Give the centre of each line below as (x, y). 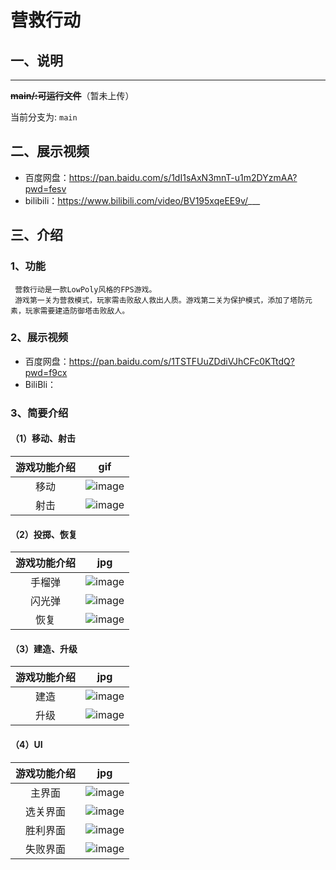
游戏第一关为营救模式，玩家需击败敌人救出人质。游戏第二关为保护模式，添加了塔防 (159, 300)
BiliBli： (40, 384)
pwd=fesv (45, 188)
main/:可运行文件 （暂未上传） (72, 95)
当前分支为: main (44, 117)
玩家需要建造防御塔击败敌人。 (77, 311)
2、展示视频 (39, 338)
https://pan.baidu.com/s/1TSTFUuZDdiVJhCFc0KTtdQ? (181, 361)
